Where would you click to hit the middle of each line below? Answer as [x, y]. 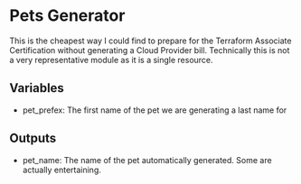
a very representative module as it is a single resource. [112, 60]
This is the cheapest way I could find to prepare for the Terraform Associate [150, 41]
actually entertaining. [62, 170]
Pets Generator [67, 16]
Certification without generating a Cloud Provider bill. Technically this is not [150, 50]
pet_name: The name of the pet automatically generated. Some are [147, 160]
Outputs [33, 138]
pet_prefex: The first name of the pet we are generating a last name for [155, 110]
